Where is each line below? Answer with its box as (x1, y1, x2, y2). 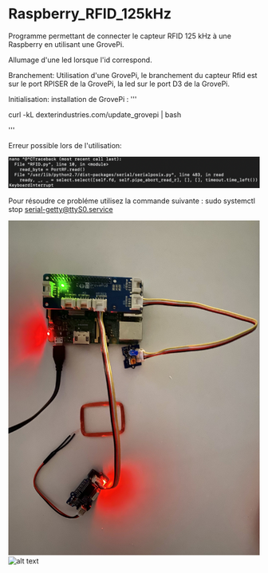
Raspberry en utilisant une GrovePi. (8, 39, 125, 49)
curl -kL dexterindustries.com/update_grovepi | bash (8, 109, 182, 120)
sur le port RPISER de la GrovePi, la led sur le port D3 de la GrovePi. (8, 79, 230, 88)
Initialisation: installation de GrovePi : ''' (8, 94, 137, 104)
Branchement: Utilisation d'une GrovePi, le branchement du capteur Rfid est (8, 70, 258, 80)
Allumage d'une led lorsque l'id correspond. (8, 55, 153, 65)
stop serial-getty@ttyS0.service (8, 204, 113, 214)
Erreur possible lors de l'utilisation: (8, 140, 122, 150)
